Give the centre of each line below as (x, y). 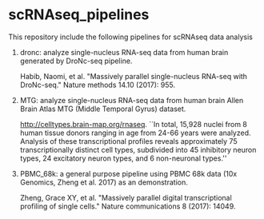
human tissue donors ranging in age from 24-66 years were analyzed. (135, 133)
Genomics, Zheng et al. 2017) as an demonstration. (104, 182)
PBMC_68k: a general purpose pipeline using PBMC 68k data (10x (128, 173)
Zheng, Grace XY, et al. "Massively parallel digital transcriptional (126, 197)
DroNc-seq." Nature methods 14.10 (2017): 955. (98, 85)
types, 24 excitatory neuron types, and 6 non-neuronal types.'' (123, 158)
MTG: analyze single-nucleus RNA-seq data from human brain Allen (132, 100)
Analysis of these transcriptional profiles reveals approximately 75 (128, 141)
